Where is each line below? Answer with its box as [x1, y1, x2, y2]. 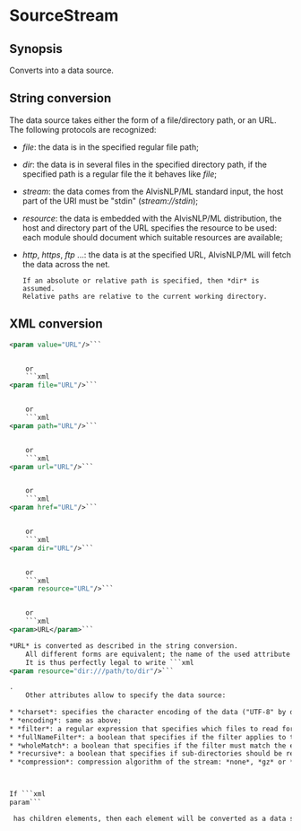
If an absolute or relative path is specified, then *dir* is [21, 276, 260, 285]
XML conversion [9, 316, 103, 332]
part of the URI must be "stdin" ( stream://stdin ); [21, 195, 199, 206]
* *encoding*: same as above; [9, 715, 123, 725]
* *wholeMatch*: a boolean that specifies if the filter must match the [9, 741, 287, 750]
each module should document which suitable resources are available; [21, 232, 283, 242]
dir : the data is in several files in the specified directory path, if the [21, 159, 267, 170]
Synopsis [9, 41, 63, 57]
